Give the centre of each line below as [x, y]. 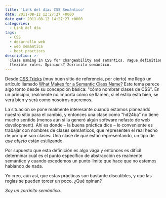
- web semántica [26, 46]
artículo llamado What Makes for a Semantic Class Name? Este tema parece [82, 84]
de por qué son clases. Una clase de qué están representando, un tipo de [80, 136]
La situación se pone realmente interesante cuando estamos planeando [78, 110]
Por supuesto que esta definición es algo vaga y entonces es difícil [73, 151]
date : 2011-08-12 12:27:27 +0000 [40, 14]
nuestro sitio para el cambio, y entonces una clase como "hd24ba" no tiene [82, 115]
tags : [11, 33]
